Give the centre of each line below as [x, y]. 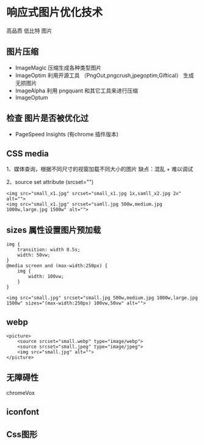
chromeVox [21, 392]
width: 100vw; [46, 277]
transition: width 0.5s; [49, 250]
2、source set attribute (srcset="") [50, 182]
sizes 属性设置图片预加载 [54, 230]
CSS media [27, 153]
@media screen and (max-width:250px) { [57, 266]
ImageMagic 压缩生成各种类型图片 [58, 67]
